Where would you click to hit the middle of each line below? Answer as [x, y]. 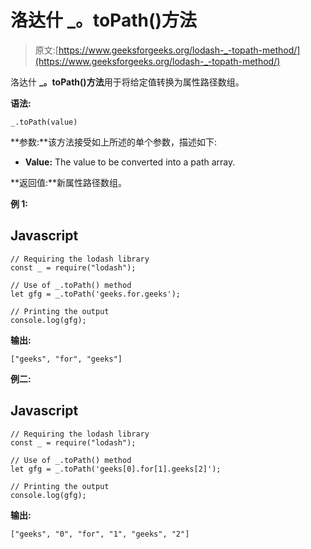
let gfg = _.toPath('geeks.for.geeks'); [96, 294]
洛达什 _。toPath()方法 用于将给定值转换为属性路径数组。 [127, 82]
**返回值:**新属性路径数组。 [69, 182]
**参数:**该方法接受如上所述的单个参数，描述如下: [114, 142]
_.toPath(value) [44, 122]
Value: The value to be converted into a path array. [130, 162]
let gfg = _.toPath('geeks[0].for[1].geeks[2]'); [116, 469]
